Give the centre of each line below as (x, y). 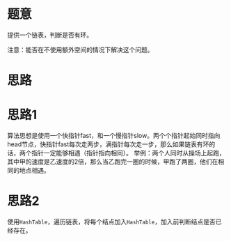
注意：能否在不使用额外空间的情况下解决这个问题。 (80, 49)
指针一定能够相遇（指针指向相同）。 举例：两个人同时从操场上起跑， (128, 153)
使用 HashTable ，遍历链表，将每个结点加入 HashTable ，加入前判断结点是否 (111, 221)
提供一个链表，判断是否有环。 (50, 35)
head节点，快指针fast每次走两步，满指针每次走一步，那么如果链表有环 (108, 144)
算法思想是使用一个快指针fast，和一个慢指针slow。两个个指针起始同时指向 (114, 136)
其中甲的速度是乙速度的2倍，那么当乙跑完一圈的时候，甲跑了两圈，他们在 (113, 162)
